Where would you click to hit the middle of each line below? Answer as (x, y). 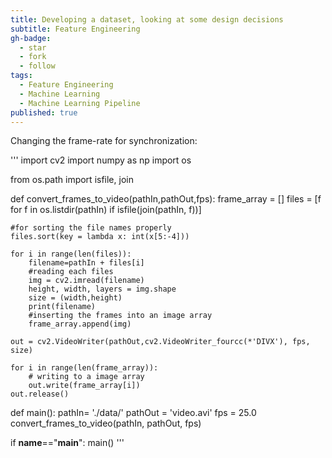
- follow (37, 66)
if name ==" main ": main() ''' (67, 443)
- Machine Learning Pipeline (80, 103)
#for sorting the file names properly (91, 228)
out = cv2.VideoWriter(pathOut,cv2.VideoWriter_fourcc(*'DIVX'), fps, (160, 342)
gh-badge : (31, 38)
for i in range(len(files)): (71, 254)
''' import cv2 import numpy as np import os (101, 160)
